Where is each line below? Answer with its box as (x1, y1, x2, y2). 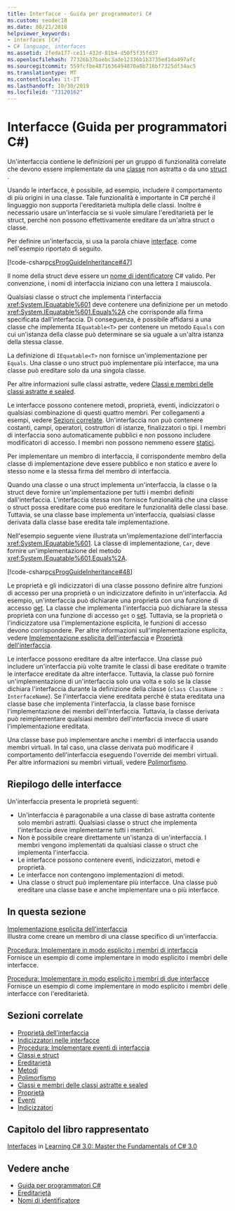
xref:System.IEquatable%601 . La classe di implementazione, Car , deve (7, 539, 210, 547)
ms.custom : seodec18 (7, 17, 68, 24)
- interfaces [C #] (7, 37, 61, 44)
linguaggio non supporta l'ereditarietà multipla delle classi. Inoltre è (7, 201, 202, 210)
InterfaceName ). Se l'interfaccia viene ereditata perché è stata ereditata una (7, 692, 225, 701)
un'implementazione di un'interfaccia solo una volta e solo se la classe (7, 677, 212, 686)
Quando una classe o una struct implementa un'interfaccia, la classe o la (7, 481, 217, 489)
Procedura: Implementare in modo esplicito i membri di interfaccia (7, 946, 199, 954)
